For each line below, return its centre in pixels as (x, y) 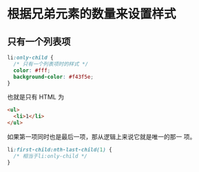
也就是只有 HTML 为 (35, 97)
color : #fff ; (32, 70)
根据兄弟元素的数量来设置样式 (92, 14)
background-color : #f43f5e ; (54, 77)
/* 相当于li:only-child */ (51, 156)
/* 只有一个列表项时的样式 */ (51, 64)
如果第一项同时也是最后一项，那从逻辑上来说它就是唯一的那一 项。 (102, 137)
